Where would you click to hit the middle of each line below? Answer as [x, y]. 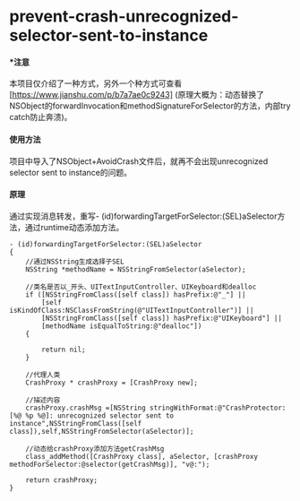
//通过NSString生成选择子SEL [75, 262]
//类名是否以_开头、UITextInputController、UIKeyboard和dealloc [141, 287]
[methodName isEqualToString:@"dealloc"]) [122, 326]
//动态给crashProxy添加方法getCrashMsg [95, 449]
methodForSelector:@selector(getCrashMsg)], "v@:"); [110, 464]
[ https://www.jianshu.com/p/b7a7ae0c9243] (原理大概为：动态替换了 [137, 95]
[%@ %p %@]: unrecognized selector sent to [92, 415]
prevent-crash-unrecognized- [124, 17]
